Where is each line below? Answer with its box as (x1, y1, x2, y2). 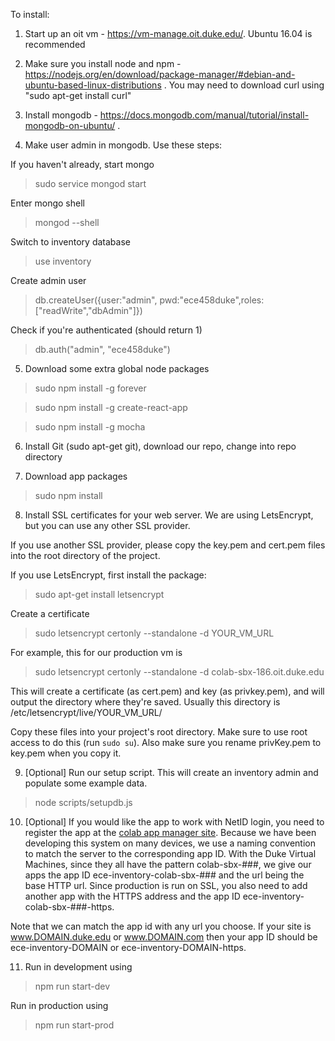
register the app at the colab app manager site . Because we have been (24, 827, 317, 838)
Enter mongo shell (10, 197, 85, 209)
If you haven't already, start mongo (10, 159, 155, 170)
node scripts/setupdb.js (34, 797, 133, 808)
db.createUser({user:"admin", (34, 294, 158, 306)
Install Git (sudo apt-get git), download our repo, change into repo (24, 440, 297, 452)
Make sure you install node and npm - (24, 58, 182, 69)
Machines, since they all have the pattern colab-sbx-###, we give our (24, 859, 312, 870)
